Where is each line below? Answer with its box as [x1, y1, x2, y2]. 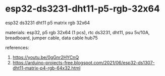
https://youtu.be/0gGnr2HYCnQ [12, 54, 79, 60]
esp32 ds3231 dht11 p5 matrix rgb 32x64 [5, 20, 90, 26]
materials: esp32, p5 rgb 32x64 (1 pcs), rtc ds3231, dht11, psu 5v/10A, [5, 29, 150, 35]
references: [5, 44, 29, 50]
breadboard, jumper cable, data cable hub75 [5, 35, 98, 41]
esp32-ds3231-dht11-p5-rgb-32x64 [5, 3, 160, 15]
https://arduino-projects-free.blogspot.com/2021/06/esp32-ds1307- [12, 59, 155, 65]
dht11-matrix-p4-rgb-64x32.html [12, 65, 81, 71]
